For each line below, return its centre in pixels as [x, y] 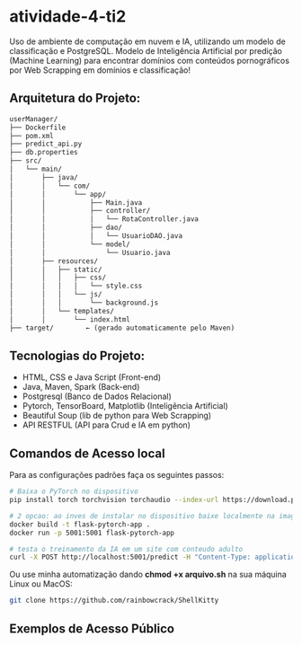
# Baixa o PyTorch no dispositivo [74, 491]
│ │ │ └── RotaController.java [104, 219]
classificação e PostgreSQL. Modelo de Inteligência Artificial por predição [146, 50]
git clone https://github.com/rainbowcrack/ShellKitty [114, 601]
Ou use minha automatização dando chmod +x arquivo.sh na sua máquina [148, 574]
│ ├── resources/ [54, 261]
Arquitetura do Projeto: [75, 98]
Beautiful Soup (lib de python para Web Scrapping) [117, 416]
